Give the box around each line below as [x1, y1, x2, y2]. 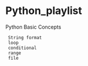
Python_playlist [5, 4, 82, 18]
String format [8, 34, 42, 40]
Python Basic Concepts [5, 23, 61, 30]
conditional [8, 45, 37, 51]
